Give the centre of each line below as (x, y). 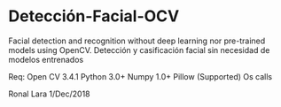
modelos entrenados (46, 59)
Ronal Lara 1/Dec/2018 (49, 94)
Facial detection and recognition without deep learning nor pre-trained (137, 41)
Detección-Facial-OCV (94, 16)
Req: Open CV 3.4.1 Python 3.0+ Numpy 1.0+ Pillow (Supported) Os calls (140, 76)
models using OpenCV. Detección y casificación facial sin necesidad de (139, 50)
